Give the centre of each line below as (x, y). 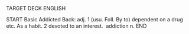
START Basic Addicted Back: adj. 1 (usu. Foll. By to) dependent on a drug (94, 19)
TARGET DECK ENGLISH (36, 8)
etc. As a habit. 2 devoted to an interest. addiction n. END (76, 26)
